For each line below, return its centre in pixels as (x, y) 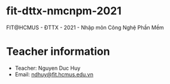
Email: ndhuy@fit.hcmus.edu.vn (54, 74)
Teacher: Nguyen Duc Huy (48, 68)
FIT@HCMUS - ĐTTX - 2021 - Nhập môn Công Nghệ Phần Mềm (85, 27)
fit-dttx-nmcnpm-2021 (64, 11)
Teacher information (58, 52)
